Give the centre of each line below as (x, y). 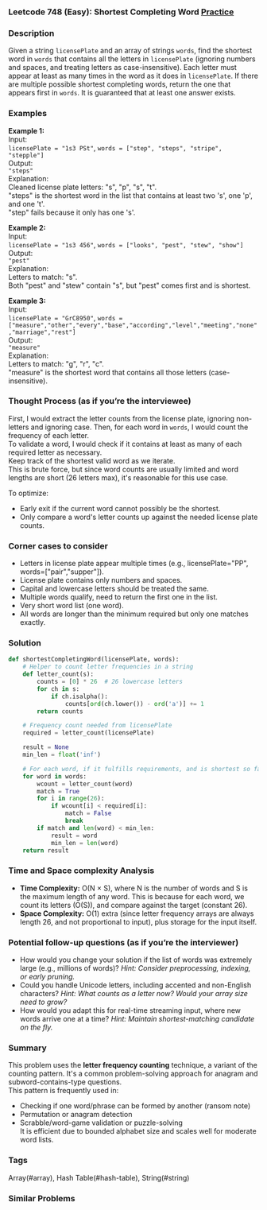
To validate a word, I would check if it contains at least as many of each (125, 444)
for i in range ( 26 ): (71, 799)
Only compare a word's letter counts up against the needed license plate (139, 517)
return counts (60, 711)
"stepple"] (26, 155)
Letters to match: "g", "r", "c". (56, 363)
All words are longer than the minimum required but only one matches (134, 614)
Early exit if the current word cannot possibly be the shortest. (120, 508)
